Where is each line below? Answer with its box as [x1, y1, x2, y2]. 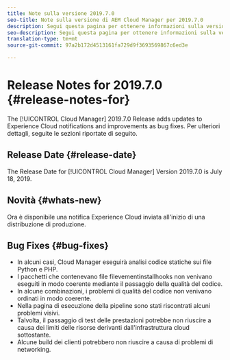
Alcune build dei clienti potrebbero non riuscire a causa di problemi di [16, 338, 214, 346]
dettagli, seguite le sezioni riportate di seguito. [7, 129, 138, 137]
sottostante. [16, 331, 51, 339]
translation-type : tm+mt [7, 36, 78, 43]
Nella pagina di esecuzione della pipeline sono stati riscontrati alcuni [16, 302, 211, 310]
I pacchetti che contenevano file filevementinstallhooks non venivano [16, 272, 213, 281]
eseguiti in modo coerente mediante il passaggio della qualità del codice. [16, 280, 223, 288]
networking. [16, 346, 51, 354]
